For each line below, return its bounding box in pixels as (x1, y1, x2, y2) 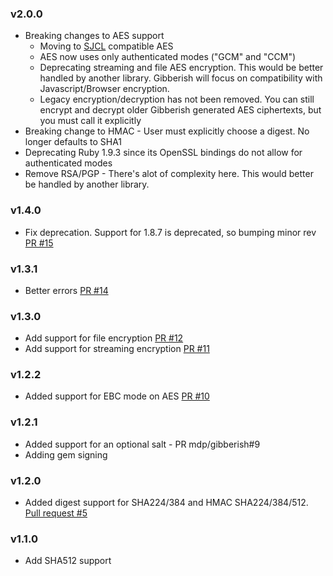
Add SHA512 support (24, 555, 112, 567)
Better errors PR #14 (24, 284, 109, 296)
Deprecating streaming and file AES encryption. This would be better (39, 62, 324, 74)
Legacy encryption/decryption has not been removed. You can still (39, 93, 315, 106)
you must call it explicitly (39, 115, 142, 127)
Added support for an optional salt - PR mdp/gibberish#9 (24, 438, 261, 450)
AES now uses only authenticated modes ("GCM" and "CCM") (39, 51, 297, 63)
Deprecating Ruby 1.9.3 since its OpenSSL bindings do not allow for (24, 147, 303, 159)
